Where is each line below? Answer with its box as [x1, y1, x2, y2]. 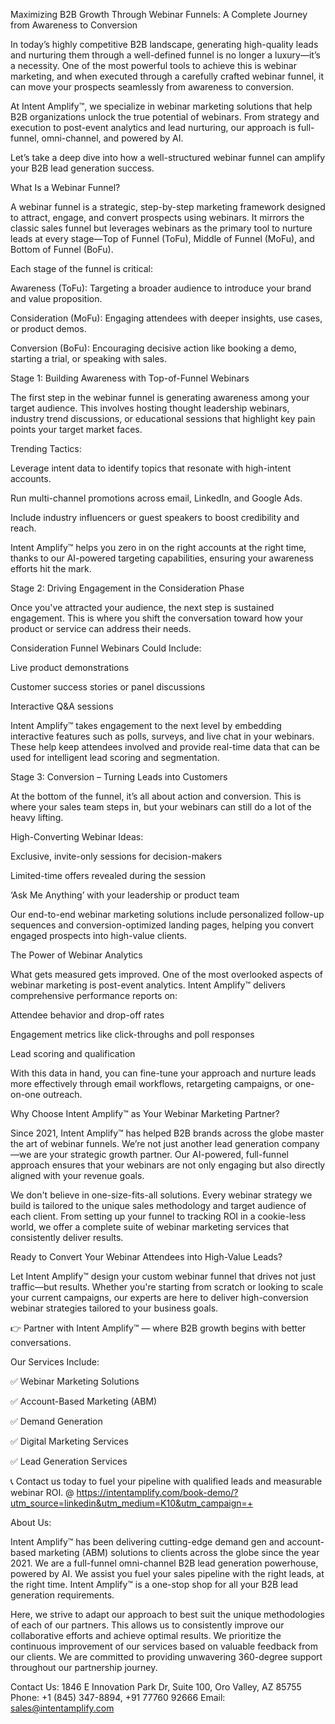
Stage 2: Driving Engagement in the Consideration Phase [10, 582, 245, 594]
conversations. [10, 1337, 72, 1348]
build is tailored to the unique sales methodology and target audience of [10, 1200, 307, 1211]
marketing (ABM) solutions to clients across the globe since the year [38, 1547, 320, 1558]
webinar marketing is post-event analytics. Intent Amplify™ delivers [10, 979, 286, 991]
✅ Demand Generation [10, 1415, 103, 1427]
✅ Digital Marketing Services [10, 1435, 129, 1447]
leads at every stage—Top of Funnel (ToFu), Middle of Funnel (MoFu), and [10, 233, 315, 244]
